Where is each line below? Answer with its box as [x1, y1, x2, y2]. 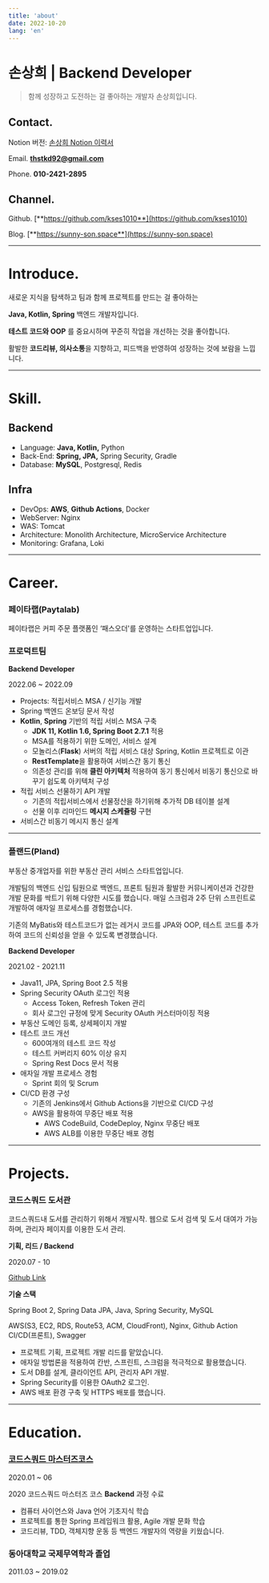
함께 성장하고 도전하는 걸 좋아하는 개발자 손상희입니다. [27, 91, 198, 101]
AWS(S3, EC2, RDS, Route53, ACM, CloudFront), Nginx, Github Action [8, 1321, 239, 1331]
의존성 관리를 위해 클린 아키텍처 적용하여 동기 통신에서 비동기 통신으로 [31, 766, 250, 776]
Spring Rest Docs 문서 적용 [31, 1058, 119, 1068]
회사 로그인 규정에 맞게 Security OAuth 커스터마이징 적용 [31, 1008, 211, 1018]
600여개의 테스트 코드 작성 [31, 1038, 116, 1048]
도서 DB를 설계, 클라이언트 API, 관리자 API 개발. [19, 1367, 170, 1377]
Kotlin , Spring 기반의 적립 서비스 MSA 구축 [19, 717, 158, 726]
